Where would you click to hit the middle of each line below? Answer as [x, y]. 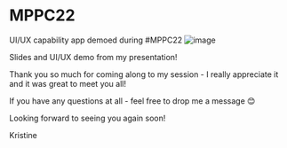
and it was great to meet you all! [68, 83]
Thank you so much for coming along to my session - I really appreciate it [144, 74]
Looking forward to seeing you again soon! [88, 118]
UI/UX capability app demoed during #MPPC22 [96, 40]
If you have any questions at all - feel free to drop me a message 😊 [132, 101]
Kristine [23, 135]
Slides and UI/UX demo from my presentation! [93, 57]
